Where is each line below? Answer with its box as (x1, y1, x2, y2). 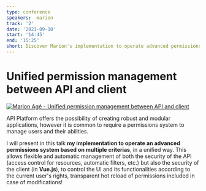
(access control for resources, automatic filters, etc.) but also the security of (6, 159, 199, 166)
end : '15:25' (6, 37, 40, 43)
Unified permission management (6, 70, 177, 83)
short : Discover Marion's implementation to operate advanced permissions (6, 43, 202, 50)
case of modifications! (6, 178, 63, 185)
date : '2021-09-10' (6, 26, 56, 32)
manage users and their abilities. (6, 127, 89, 135)
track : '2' (6, 20, 34, 26)
